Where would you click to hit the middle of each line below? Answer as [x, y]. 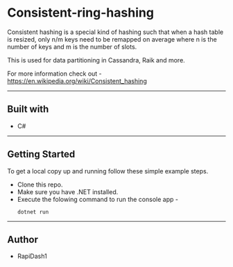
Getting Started [41, 154]
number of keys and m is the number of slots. [72, 46]
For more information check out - [54, 74]
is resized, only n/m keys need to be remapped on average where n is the [112, 39]
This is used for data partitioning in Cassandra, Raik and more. [96, 60]
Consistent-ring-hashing [81, 13]
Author [23, 240]
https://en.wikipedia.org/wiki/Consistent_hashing [77, 80]
